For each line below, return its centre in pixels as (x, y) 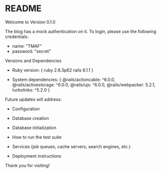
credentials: (17, 37)
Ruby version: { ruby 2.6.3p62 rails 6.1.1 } (53, 70)
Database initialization (34, 128)
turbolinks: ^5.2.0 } (31, 90)
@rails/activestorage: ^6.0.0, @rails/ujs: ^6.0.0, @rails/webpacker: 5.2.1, (84, 85)
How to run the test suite (37, 137)
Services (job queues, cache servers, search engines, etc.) (71, 146)
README (23, 9)
